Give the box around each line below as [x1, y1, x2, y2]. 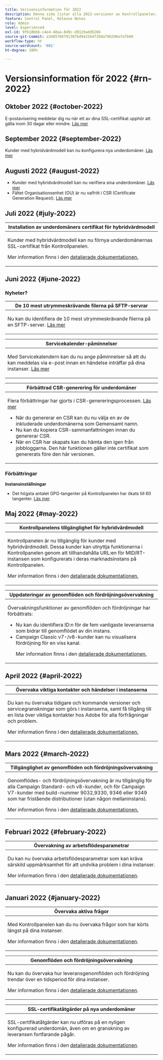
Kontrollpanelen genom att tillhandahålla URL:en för [7, 549, 125, 556]
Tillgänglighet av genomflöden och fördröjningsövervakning [10, 764, 153, 771]
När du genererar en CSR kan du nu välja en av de [16, 414, 130, 421]
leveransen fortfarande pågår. [7, 1031, 76, 1038]
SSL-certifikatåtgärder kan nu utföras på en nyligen [7, 1019, 125, 1026]
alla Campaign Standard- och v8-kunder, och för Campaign [7, 783, 145, 790]
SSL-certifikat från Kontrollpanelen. [7, 242, 89, 249]
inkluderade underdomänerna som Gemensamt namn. [16, 420, 139, 427]
